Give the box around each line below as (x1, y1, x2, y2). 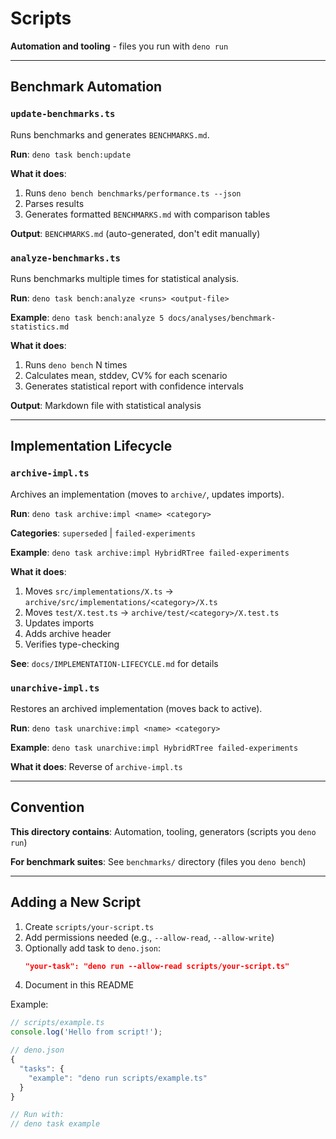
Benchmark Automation (10, 78, 163, 96)
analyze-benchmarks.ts (10, 252, 121, 264)
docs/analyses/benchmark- (168, 313, 277, 323)
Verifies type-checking (24, 638, 120, 650)
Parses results (24, 197, 85, 209)
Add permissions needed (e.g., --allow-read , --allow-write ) (24, 931, 275, 943)
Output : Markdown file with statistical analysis (10, 399, 202, 411)
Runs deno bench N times (24, 358, 128, 371)
